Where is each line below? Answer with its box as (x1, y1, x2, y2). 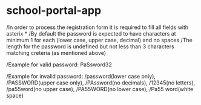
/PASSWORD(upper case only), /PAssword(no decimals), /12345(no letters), (6, 79, 196, 86)
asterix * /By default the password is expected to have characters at (6, 30, 176, 37)
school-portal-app (6, 4, 102, 17)
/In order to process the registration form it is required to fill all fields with (6, 24, 189, 31)
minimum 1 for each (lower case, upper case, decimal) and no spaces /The (6, 36, 193, 43)
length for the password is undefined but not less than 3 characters (6, 43, 174, 50)
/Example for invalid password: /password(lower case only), (6, 72, 156, 80)
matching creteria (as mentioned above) (6, 49, 106, 56)
